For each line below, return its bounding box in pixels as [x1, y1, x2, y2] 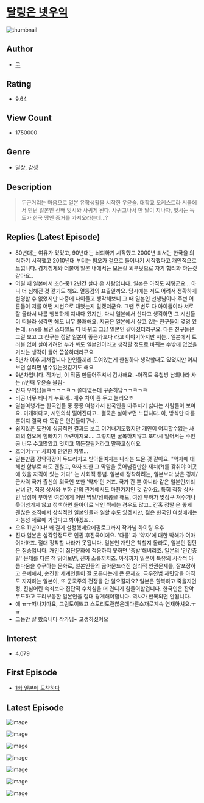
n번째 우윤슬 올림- [21, 379, 65, 386]
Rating [6, 79, 32, 89]
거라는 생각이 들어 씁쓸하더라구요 [15, 348, 94, 355]
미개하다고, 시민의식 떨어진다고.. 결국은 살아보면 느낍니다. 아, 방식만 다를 [23, 409, 195, 416]
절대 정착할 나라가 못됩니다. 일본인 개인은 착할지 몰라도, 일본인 [38, 539, 186, 547]
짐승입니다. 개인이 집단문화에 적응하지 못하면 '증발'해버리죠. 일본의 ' [21, 547, 183, 554]
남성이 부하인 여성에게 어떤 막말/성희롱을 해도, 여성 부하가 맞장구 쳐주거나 [21, 493, 196, 501]
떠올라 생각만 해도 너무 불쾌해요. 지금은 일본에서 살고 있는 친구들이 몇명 [21, 318, 191, 325]
